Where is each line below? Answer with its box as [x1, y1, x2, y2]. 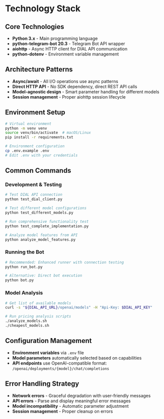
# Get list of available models [5, 300, 71, 306]
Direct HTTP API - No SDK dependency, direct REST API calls [12, 83, 137, 89]
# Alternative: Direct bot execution [5, 273, 82, 278]
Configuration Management [5, 337, 92, 345]
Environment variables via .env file [12, 349, 84, 356]
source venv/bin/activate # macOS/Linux [5, 131, 91, 135]
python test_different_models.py [5, 210, 74, 215]
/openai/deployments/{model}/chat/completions [12, 366, 109, 371]
